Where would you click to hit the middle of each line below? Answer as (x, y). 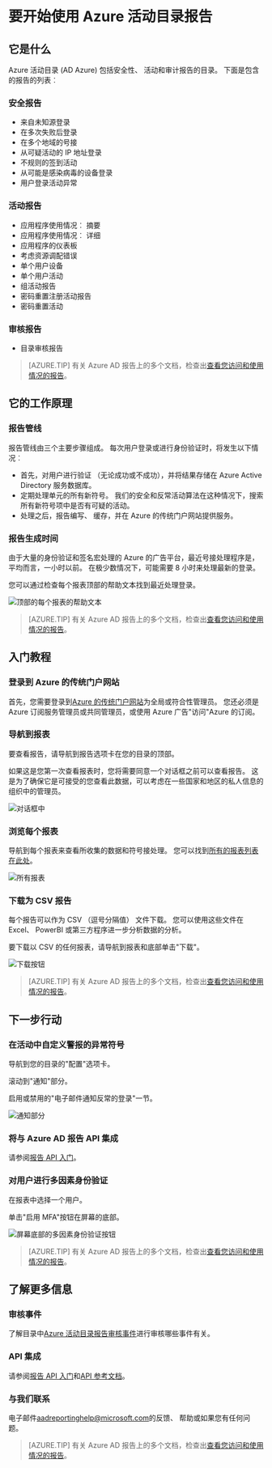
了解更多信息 (40, 1290)
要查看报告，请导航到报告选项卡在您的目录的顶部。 (93, 753)
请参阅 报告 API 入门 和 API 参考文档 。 (69, 1376)
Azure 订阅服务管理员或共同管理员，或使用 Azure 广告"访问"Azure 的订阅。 (134, 711)
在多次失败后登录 (49, 132)
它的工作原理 (40, 403)
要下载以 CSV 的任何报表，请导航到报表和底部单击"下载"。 (106, 947)
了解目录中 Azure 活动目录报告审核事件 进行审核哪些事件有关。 (111, 1334)
